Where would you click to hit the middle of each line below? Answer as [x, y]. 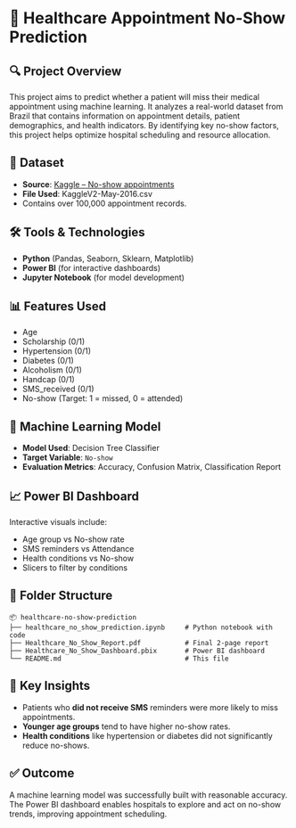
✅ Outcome [42, 773]
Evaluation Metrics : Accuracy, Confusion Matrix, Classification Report [152, 467]
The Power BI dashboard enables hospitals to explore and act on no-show [145, 804]
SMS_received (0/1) [58, 389]
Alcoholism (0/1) [52, 370]
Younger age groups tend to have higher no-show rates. [126, 726]
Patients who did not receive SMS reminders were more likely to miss [150, 707]
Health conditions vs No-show [78, 558]
